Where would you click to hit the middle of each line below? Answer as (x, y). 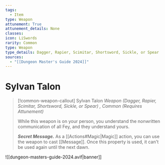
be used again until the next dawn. (53, 147)
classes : (14, 33)
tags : (11, 10)
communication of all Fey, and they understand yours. (73, 127)
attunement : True (23, 24)
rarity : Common (21, 43)
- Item (17, 15)
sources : (14, 57)
